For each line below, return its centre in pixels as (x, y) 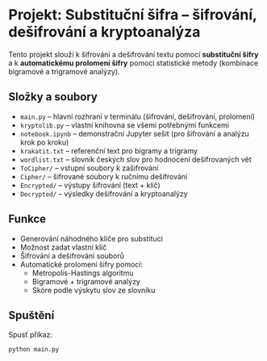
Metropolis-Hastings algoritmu (83, 273)
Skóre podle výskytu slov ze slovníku (94, 290)
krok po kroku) (44, 142)
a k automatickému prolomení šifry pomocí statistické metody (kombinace (133, 63)
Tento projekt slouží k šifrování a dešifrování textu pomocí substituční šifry (133, 54)
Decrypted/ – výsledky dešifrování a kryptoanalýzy (104, 193)
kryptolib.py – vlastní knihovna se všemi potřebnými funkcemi (125, 125)
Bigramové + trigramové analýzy (86, 281)
